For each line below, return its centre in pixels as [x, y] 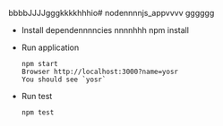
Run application [50, 47]
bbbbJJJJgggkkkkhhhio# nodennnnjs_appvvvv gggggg [111, 13]
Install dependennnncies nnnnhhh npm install [105, 30]
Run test [37, 96]
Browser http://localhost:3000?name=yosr [99, 71]
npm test [38, 113]
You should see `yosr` [64, 80]
